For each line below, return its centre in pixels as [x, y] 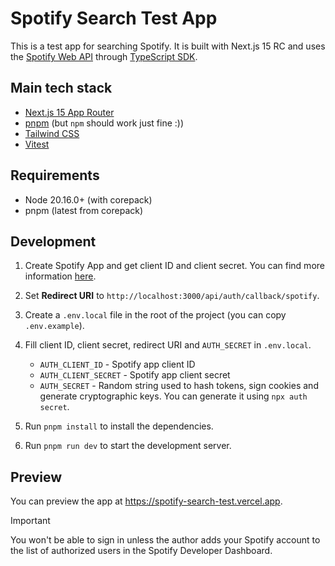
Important [30, 521]
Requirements [55, 175]
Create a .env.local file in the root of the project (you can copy [155, 315]
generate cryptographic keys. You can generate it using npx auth [173, 396]
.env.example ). [54, 326]
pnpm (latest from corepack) [84, 210]
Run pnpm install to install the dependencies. [119, 426]
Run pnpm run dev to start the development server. [128, 446]
